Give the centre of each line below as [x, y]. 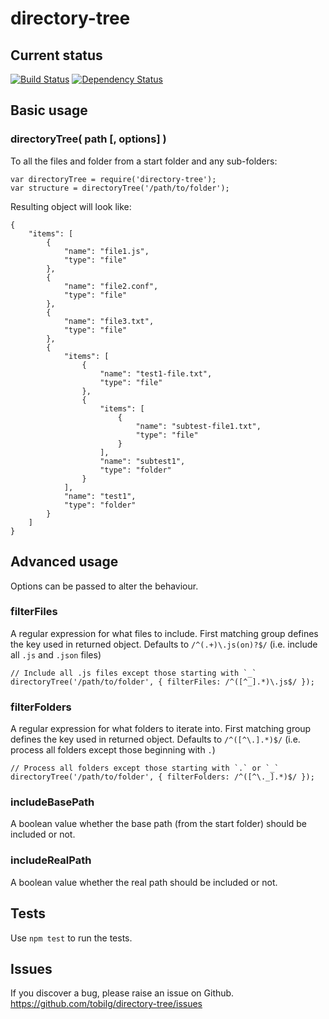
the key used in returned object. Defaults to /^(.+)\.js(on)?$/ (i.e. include [164, 644]
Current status [56, 55]
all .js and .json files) [56, 654]
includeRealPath [51, 860]
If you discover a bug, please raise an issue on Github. [122, 993]
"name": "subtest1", [142, 461]
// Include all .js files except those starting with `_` [133, 673]
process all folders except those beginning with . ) [113, 750]
